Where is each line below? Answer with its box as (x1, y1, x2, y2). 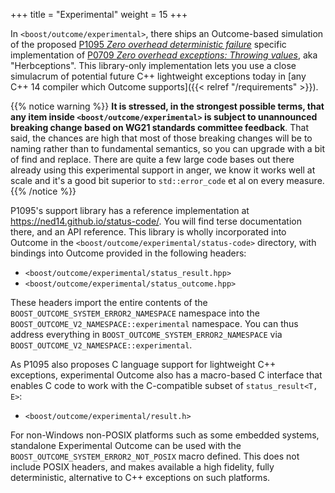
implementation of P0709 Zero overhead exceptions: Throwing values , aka (10, 49, 318, 61)
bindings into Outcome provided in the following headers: (10, 247, 247, 259)
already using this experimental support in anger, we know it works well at (10, 164, 316, 176)
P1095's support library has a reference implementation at (10, 205, 250, 216)
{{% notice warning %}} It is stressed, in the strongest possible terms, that (10, 100, 325, 112)
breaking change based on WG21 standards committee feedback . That (10, 122, 310, 133)
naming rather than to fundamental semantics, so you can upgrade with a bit (10, 143, 325, 154)
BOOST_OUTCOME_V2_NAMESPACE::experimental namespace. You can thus (10, 318, 299, 329)
